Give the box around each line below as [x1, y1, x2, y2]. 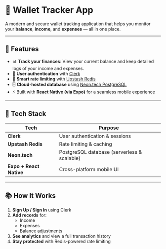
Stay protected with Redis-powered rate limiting [12, 239, 111, 245]
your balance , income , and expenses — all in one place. [5, 26, 121, 32]
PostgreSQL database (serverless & [59, 148, 142, 155]
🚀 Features [5, 45, 39, 53]
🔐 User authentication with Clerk [12, 71, 81, 76]
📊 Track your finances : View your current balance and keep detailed [12, 58, 154, 64]
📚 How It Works [5, 191, 56, 200]
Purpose [98, 124, 120, 131]
